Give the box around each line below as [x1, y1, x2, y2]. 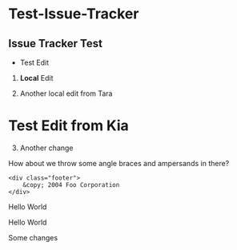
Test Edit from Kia [8, 117, 130, 135]
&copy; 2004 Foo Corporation [22, 181, 120, 188]
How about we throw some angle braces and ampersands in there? [8, 158, 230, 168]
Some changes [8, 232, 58, 242]
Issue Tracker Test [8, 37, 102, 50]
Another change [19, 143, 74, 153]
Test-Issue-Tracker [8, 5, 139, 23]
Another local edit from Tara [19, 89, 113, 98]
